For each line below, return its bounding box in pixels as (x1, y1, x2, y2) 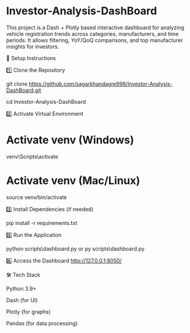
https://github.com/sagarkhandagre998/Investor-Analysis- (29, 80, 173, 87)
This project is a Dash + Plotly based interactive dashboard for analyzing (6, 24, 185, 31)
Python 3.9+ (6, 285, 37, 292)
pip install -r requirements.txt (6, 219, 77, 226)
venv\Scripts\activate (6, 153, 58, 160)
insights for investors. (6, 43, 60, 50)
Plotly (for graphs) (6, 308, 51, 315)
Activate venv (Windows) (6, 133, 135, 147)
